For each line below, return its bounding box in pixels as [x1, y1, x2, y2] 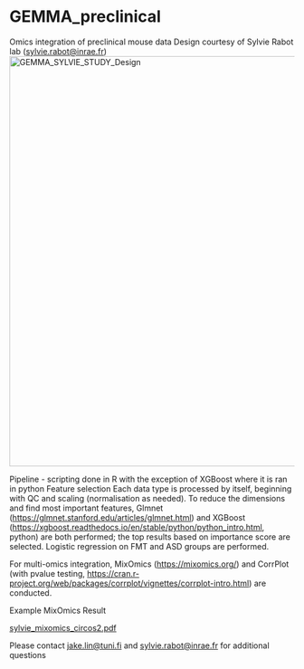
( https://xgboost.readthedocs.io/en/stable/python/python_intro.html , [9, 521, 265, 532]
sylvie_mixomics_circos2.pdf [9, 622, 117, 633]
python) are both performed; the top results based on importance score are [9, 531, 291, 542]
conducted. [9, 587, 52, 598]
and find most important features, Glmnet [9, 502, 164, 513]
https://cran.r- [87, 568, 140, 578]
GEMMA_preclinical [9, 6, 161, 27]
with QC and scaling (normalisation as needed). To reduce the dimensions [9, 492, 286, 503]
